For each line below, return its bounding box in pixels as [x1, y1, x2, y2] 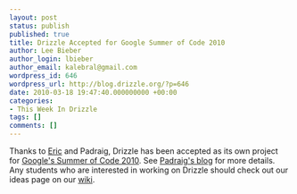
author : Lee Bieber [9, 46, 82, 55]
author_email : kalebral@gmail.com [9, 63, 138, 72]
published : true [9, 30, 70, 38]
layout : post [9, 13, 58, 22]
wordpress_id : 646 [9, 72, 78, 80]
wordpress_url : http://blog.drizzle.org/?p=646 [9, 80, 190, 89]
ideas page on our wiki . [9, 174, 95, 184]
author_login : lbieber [9, 55, 94, 63]
